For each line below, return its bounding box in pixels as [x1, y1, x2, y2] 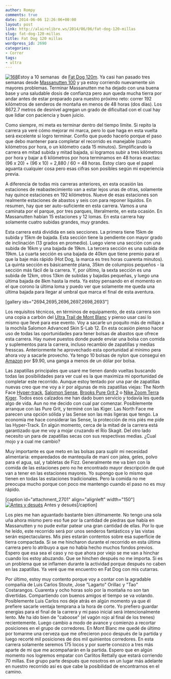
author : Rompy [5, 7, 36, 13]
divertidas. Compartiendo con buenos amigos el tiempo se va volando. [5, 592, 154, 599]
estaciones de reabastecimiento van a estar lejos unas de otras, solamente [5, 187, 163, 193]
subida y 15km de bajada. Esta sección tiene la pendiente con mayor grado [5, 234, 163, 241]
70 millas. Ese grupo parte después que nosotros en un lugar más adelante [5, 658, 163, 664]
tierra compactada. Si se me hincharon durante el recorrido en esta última [5, 539, 161, 545]
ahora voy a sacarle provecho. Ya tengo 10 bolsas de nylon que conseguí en [5, 352, 166, 359]
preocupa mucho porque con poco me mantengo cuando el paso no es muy [5, 481, 166, 487]
